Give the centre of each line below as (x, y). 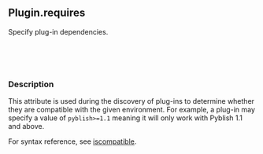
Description (31, 84)
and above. (26, 126)
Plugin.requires (47, 13)
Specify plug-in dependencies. (58, 31)
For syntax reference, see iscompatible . (72, 141)
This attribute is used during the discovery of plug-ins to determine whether (131, 101)
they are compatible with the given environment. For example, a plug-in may (132, 110)
